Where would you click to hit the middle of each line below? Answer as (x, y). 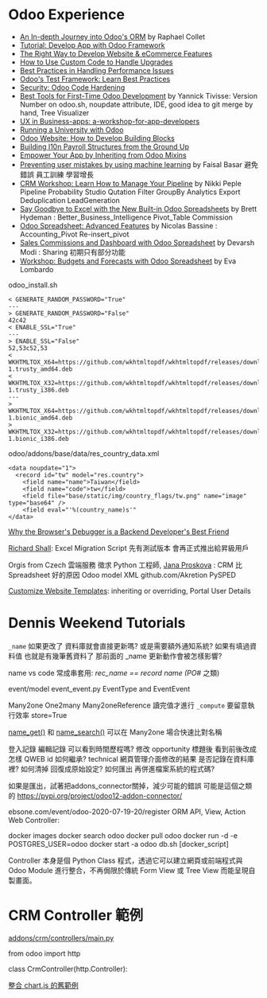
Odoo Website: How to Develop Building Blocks (97, 138)
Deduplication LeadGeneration (70, 200)
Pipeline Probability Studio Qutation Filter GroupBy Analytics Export (130, 192)
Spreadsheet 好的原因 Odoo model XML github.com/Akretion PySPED (122, 575)
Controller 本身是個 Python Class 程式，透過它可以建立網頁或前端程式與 (126, 860)
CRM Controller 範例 (76, 916)
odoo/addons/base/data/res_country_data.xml (84, 453)
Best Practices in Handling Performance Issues (97, 70)
